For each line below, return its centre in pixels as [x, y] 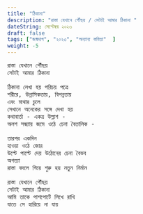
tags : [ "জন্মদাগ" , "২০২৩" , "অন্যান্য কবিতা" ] [62, 40]
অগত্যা [14, 160]
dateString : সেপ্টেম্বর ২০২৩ [40, 26]
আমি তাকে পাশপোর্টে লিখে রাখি [41, 197]
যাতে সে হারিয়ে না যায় [33, 205]
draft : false [26, 33]
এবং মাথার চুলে [24, 102]
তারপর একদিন [22, 139]
